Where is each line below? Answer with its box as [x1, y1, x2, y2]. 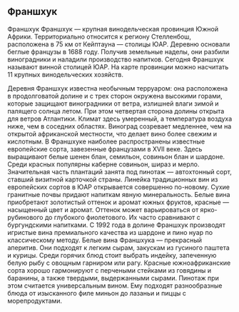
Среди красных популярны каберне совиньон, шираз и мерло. [7, 160, 200, 168]
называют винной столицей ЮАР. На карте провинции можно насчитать [7, 62, 229, 71]
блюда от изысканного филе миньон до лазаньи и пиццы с [7, 288, 187, 297]
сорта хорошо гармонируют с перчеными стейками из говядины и [7, 266, 212, 274]
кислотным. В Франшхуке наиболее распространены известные [7, 137, 205, 146]
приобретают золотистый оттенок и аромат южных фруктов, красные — [7, 198, 230, 206]
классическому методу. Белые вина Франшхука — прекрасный [7, 236, 202, 244]
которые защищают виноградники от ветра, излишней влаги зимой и [7, 99, 219, 108]
